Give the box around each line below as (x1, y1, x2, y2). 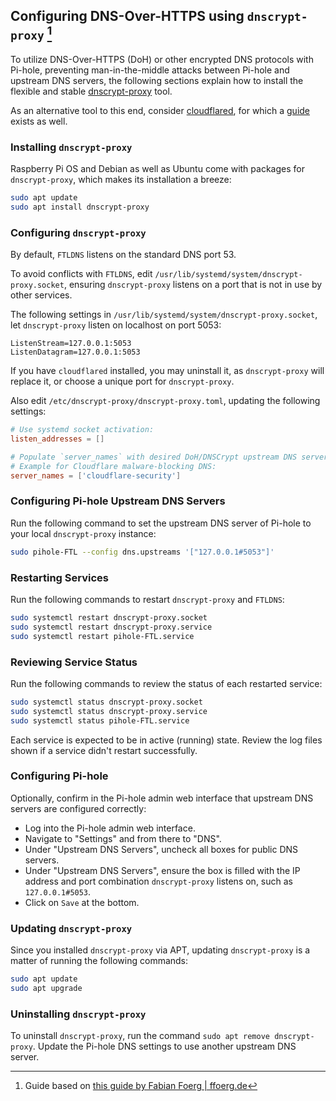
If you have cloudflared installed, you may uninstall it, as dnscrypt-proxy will (10, 365, 325, 377)
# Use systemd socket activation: (10, 425, 155, 435)
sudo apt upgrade (10, 984, 83, 994)
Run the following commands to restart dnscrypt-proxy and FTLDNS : (10, 594, 285, 605)
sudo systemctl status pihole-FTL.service (10, 715, 190, 726)
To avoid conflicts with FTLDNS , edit (10, 268, 153, 280)
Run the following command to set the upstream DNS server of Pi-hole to (10, 517, 312, 529)
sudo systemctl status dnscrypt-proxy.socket (10, 697, 203, 707)
